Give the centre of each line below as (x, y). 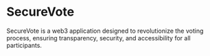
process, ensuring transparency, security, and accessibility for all (98, 38)
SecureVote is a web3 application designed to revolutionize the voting (105, 31)
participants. (24, 45)
